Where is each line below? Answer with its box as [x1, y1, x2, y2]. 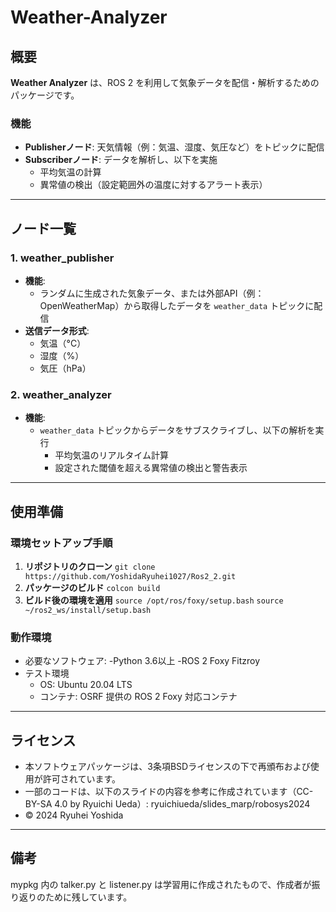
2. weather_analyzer [10, 387, 112, 401]
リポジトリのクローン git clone [24, 560, 156, 572]
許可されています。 [42, 773, 121, 785]
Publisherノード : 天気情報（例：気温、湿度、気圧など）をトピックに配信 [24, 141, 325, 153]
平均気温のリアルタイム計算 [54, 449, 169, 461]
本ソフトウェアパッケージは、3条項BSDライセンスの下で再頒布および [24, 761, 311, 773]
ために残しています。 [44, 891, 133, 903]
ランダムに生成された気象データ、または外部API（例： [39, 287, 265, 299]
